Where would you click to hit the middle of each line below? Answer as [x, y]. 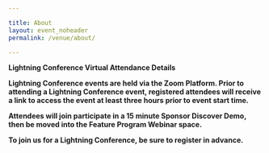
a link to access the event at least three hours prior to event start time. [128, 101]
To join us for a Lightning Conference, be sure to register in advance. [126, 140]
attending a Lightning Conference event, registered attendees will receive [134, 92]
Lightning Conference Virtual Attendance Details [92, 68]
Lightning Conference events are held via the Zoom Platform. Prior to [126, 83]
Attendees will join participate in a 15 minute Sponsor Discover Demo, [127, 116]
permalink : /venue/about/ [52, 38]
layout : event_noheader [48, 30]
